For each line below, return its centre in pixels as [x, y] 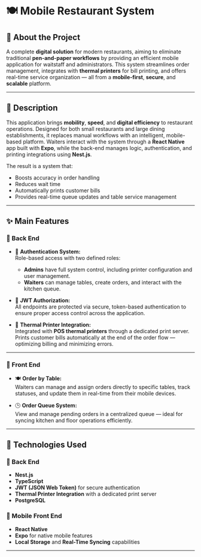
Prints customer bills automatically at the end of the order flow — [95, 337]
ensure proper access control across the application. [80, 313]
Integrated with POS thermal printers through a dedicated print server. [102, 331]
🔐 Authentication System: [48, 251]
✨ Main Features [38, 221]
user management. [47, 275]
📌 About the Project [43, 37]
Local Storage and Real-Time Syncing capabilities [77, 542]
